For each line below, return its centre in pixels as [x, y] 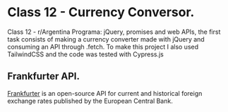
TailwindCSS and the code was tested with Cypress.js [85, 54]
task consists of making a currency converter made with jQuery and [106, 39]
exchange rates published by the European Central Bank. [90, 101]
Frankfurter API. [43, 76]
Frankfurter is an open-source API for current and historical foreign [105, 93]
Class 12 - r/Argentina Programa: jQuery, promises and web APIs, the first [114, 32]
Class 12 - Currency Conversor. [101, 12]
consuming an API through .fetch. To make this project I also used [103, 46]
